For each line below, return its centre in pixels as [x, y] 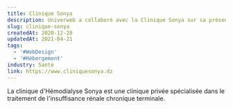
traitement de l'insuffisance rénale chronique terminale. [86, 98]
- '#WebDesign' [35, 52]
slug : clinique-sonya [38, 26]
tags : [15, 46]
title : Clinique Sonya [40, 13]
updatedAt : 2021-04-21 [40, 39]
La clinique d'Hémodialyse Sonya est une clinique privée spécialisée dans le [116, 91]
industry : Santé [31, 65]
